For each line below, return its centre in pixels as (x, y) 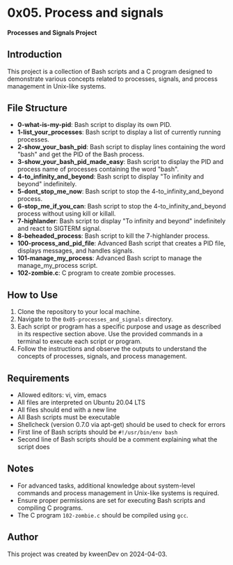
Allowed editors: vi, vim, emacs (62, 395)
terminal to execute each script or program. (80, 341)
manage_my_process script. (57, 266)
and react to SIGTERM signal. (59, 229)
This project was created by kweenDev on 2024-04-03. (87, 554)
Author (23, 537)
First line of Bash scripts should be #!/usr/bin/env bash (97, 432)
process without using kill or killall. (66, 213)
